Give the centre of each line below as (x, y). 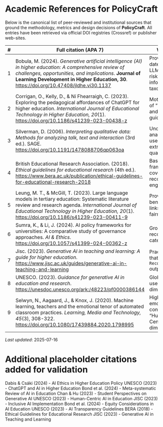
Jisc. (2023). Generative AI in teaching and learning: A (78, 251)
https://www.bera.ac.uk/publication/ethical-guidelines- (79, 176)
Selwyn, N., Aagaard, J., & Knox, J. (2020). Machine (74, 300)
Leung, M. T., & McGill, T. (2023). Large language (72, 193)
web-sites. (16, 38)
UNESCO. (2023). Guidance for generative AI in (70, 277)
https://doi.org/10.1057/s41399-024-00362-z (71, 243)
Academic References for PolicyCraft (81, 9)
